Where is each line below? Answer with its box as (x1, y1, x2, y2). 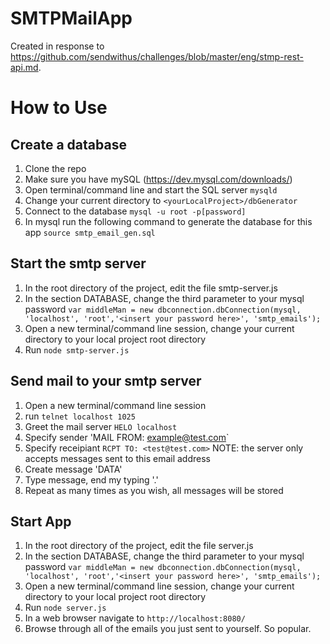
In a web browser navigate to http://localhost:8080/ (24, 612, 246, 624)
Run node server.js (24, 602, 107, 614)
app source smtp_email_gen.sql (24, 226, 156, 238)
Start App (10, 513, 72, 530)
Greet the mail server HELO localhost (24, 420, 178, 432)
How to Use (10, 97, 108, 119)
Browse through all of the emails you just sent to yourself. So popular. (24, 623, 312, 635)
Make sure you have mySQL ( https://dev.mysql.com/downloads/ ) (24, 173, 293, 185)
